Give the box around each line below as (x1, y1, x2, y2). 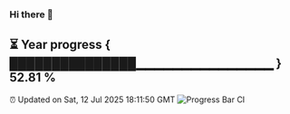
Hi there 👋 (9, 8, 54, 21)
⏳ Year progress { (9, 37, 111, 52)
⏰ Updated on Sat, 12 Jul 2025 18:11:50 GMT (9, 94, 176, 105)
